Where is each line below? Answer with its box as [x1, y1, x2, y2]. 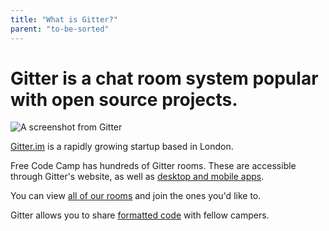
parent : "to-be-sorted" [10, 24, 110, 34]
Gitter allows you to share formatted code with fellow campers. [10, 209, 270, 221]
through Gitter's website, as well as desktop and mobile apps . [10, 171, 265, 183]
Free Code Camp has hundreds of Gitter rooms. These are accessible [10, 160, 297, 172]
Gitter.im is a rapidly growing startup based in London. [10, 141, 234, 153]
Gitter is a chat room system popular [10, 67, 319, 90]
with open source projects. [10, 88, 238, 111]
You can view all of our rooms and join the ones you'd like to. [10, 190, 262, 202]
